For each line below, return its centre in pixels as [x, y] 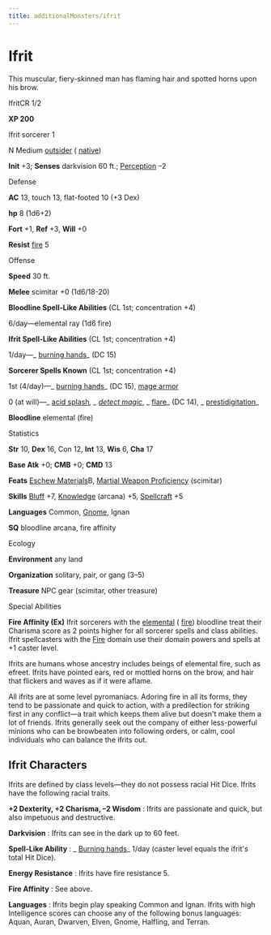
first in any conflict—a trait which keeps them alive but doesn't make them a [135, 713]
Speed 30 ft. [30, 276]
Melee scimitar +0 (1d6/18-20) [59, 291]
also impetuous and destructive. [62, 817]
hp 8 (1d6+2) [30, 213]
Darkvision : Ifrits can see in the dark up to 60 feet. [94, 834]
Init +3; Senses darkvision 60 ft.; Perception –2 [87, 166]
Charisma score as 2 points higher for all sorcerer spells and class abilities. [133, 631]
